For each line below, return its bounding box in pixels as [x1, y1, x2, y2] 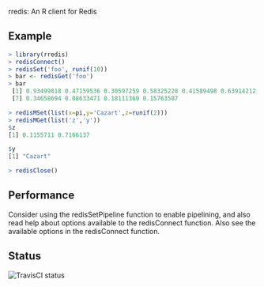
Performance [8, 189, 75, 202]
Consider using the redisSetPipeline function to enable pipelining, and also [8, 210, 251, 219]
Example [8, 29, 52, 43]
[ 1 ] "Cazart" [8, 153, 51, 160]
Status [8, 249, 42, 263]
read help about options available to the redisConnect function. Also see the [8, 217, 256, 228]
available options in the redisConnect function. [8, 226, 160, 236]
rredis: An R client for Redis [8, 7, 97, 16]
